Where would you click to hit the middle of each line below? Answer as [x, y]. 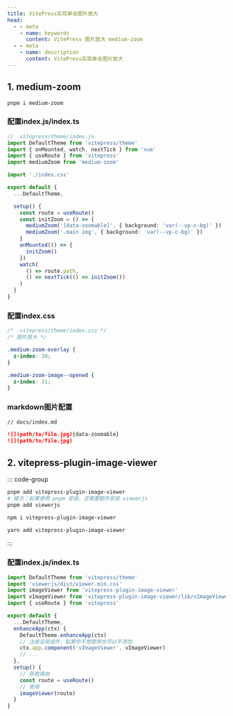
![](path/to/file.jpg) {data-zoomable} [63, 435]
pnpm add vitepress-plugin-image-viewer [67, 492]
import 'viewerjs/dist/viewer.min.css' [65, 584]
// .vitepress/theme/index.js [51, 136]
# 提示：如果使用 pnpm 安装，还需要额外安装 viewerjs [77, 498]
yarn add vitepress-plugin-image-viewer [67, 530]
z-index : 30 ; [32, 356]
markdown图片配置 [40, 407]
